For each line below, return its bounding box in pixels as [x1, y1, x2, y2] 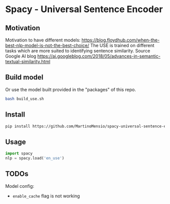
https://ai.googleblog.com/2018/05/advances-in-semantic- [37, 53, 161, 59]
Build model [5, 73, 44, 82]
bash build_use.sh [5, 96, 44, 101]
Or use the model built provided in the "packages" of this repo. [5, 86, 137, 92]
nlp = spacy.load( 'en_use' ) [5, 156, 65, 161]
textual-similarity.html [5, 59, 51, 64]
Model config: [5, 183, 34, 189]
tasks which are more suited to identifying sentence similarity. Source [5, 48, 150, 54]
